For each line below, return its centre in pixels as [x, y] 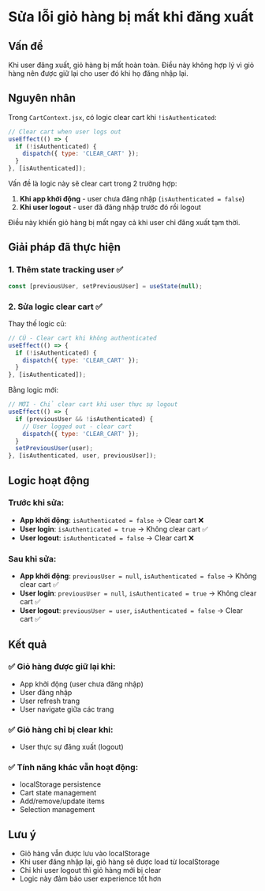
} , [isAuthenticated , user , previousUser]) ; [82, 456]
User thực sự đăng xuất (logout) [71, 747]
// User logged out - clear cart [77, 427]
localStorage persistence [60, 784]
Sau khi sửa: [32, 558]
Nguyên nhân [42, 98]
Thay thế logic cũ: [37, 323]
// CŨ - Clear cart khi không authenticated [82, 338]
